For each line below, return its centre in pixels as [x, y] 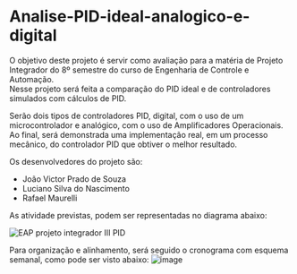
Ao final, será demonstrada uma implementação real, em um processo [139, 134]
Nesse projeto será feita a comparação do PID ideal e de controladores [140, 89]
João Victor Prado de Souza [74, 179]
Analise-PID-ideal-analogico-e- [130, 17]
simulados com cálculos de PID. [68, 98]
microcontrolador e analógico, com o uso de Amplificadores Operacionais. [146, 125]
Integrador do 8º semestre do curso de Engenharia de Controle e [129, 70]
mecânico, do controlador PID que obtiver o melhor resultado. [123, 144]
